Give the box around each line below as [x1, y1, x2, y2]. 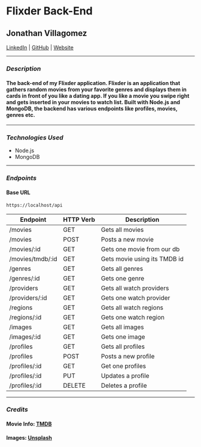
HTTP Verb [63, 215, 96, 223]
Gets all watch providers [100, 283, 169, 292]
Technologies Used [6, 134, 64, 142]
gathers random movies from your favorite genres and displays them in [6, 86, 187, 93]
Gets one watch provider [100, 294, 170, 302]
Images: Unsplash [6, 434, 52, 441]
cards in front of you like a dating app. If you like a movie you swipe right [6, 92, 190, 99]
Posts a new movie [100, 235, 154, 243]
